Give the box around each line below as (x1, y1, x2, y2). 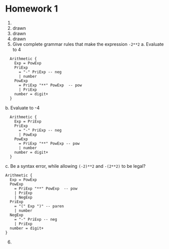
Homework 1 (5, 3, 58, 15)
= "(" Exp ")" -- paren (14, 204, 64, 209)
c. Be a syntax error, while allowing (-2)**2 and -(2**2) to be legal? (5, 163, 146, 169)
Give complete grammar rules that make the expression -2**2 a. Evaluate (12, 41, 164, 47)
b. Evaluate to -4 (5, 104, 40, 111)
